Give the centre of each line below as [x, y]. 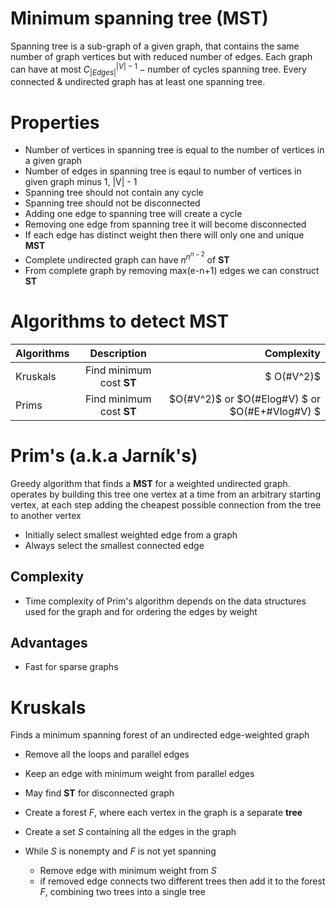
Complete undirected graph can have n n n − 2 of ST [127, 258]
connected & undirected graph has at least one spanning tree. [138, 82]
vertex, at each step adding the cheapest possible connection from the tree [166, 504]
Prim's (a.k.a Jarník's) [104, 456]
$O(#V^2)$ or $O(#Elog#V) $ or [244, 399]
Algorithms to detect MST [120, 321]
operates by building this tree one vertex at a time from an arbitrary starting [165, 494]
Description [118, 353]
